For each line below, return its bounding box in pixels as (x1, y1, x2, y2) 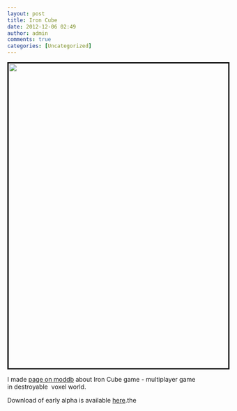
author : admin (7, 29, 49, 37)
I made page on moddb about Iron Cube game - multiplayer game (7, 375, 196, 383)
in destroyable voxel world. (7, 382, 86, 391)
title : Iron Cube (7, 17, 58, 24)
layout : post (7, 10, 45, 17)
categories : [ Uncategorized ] (7, 42, 92, 49)
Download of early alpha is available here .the (7, 396, 137, 404)
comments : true (7, 36, 52, 43)
